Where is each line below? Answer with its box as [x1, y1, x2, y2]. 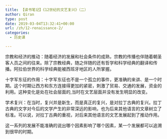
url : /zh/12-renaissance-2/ [5, 26, 64, 31]
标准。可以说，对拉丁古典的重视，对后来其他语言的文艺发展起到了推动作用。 [5, 112, 162, 118]
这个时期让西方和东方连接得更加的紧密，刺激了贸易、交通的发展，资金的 [13, 82, 162, 88]
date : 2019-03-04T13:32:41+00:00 [5, 21, 75, 26]
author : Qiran [5, 12, 35, 17]
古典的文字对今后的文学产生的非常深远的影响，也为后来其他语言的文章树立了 [5, 105, 162, 112]
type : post [5, 16, 28, 21]
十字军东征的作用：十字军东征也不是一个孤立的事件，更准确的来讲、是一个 [5, 76, 158, 82]
